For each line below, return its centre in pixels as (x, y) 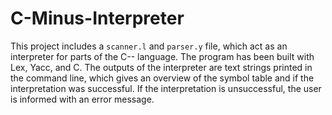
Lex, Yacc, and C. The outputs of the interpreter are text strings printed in (161, 67)
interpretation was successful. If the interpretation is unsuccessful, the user (166, 88)
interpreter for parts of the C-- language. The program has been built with (162, 56)
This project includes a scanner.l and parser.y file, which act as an (149, 46)
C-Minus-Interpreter (97, 18)
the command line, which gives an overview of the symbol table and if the (162, 78)
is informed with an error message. (82, 99)
